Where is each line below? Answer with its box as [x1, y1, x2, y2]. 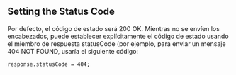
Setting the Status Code [7, 6, 116, 18]
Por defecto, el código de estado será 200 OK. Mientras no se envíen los [7, 24, 220, 33]
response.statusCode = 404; [7, 60, 91, 68]
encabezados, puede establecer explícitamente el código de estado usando [7, 32, 229, 40]
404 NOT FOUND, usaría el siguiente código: [7, 47, 139, 55]
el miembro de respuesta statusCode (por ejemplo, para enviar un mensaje [7, 39, 226, 48]
